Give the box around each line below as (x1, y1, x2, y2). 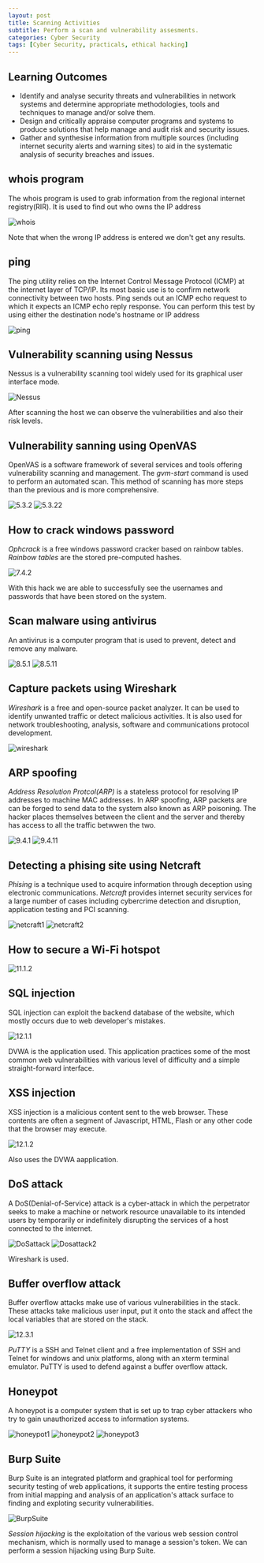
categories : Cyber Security (8, 33, 101, 42)
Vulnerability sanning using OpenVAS (8, 439, 197, 452)
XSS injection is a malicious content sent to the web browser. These (8, 1107, 229, 1116)
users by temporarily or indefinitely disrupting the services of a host (8, 1215, 229, 1225)
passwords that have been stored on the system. (8, 592, 167, 600)
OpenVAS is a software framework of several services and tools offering (8, 460, 243, 469)
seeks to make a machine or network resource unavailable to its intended (8, 1206, 246, 1216)
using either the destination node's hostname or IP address (8, 309, 200, 320)
